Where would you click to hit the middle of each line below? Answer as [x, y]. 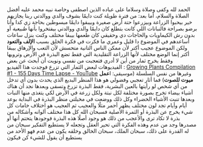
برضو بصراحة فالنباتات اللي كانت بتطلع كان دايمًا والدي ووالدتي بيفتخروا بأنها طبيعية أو [102, 28]
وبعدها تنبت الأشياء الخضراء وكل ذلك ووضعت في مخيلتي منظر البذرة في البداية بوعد [101, 99]
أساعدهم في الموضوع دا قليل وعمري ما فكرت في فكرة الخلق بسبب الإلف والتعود [98, 41]
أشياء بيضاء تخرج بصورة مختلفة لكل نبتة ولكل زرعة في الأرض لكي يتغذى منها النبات [100, 92]
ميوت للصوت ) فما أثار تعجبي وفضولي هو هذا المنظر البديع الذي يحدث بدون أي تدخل [100, 80]
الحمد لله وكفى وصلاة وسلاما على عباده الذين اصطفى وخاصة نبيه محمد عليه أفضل [99, 9]
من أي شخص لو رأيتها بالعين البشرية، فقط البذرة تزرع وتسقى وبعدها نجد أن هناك [97, 86]
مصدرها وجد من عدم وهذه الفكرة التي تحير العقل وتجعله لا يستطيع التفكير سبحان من [102, 124]
